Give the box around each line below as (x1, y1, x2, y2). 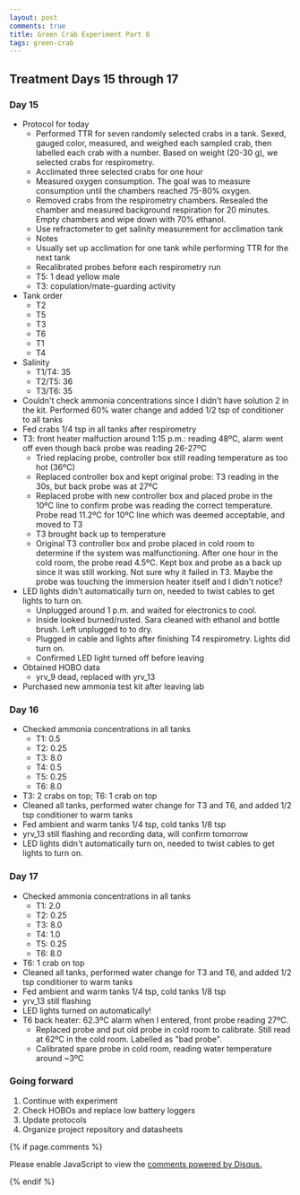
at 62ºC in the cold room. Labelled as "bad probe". (35, 1034, 222, 1044)
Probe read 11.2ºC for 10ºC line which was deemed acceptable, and (35, 509, 285, 520)
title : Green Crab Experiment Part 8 (9, 30, 150, 39)
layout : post (9, 13, 58, 22)
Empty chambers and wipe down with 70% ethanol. (35, 214, 227, 224)
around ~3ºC (35, 1052, 84, 1063)
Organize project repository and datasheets (21, 1123, 184, 1135)
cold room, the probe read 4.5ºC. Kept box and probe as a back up (35, 557, 282, 568)
